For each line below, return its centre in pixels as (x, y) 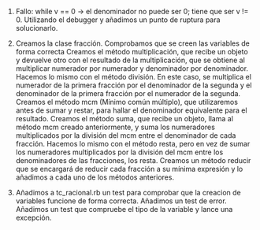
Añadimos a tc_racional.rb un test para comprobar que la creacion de (128, 193)
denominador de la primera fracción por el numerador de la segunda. (128, 93)
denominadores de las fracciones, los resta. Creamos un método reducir (133, 160)
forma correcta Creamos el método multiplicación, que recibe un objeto (132, 52)
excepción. (33, 217)
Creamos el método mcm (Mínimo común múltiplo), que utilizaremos (127, 102)
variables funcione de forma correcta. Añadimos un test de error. (121, 201)
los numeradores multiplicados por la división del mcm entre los (119, 152)
